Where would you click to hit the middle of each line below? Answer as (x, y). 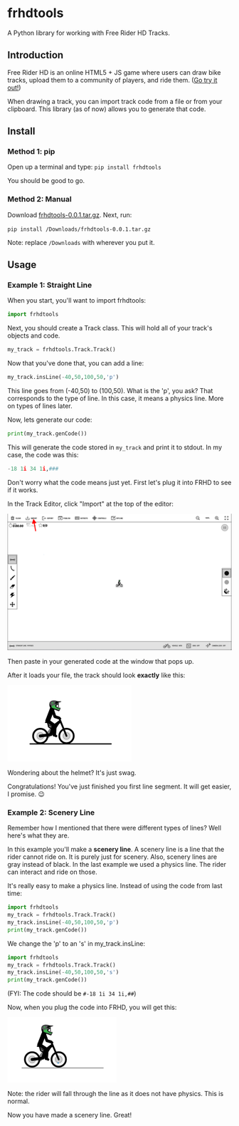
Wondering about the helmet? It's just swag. (72, 772)
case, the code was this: (43, 454)
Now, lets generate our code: (50, 420)
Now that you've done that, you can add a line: (76, 363)
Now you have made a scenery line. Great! (70, 1115)
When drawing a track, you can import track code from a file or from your (115, 101)
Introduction (36, 55)
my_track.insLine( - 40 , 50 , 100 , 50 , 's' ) (63, 973)
